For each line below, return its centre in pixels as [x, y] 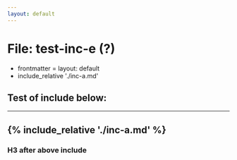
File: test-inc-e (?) [61, 48]
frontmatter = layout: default [59, 68]
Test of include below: [57, 98]
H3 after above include [47, 150]
